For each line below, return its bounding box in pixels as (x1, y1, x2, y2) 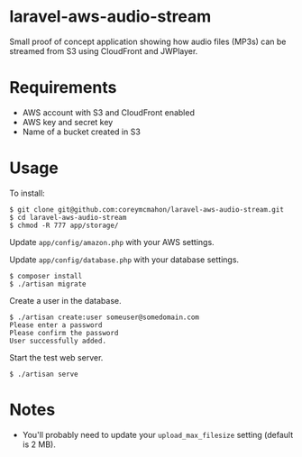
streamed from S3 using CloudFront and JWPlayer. (9, 45, 198, 56)
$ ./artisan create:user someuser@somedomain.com (9, 313, 200, 322)
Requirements (9, 78, 117, 98)
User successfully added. (9, 336, 106, 345)
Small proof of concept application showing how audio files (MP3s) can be (9, 36, 287, 47)
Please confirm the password (9, 328, 119, 337)
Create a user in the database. (9, 295, 122, 306)
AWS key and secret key (22, 116, 114, 127)
